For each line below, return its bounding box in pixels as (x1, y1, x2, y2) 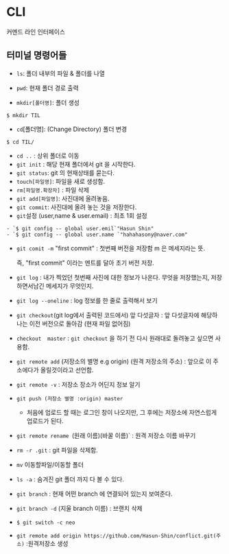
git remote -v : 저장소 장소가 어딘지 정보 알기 (16, 380, 141, 388)
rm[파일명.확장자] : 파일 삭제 (16, 186, 90, 194)
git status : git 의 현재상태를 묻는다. (16, 169, 114, 177)
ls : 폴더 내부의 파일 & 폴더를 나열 (16, 69, 106, 77)
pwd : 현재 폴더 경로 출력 (16, 84, 80, 92)
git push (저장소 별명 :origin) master (16, 395, 123, 402)
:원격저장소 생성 (25, 539, 69, 547)
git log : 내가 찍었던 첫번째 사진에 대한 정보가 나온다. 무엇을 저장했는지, (16, 273, 210, 281)
